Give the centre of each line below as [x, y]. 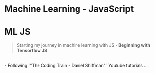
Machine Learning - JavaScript [69, 9]
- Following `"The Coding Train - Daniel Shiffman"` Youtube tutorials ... [76, 66]
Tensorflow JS [32, 51]
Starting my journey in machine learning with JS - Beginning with [83, 45]
